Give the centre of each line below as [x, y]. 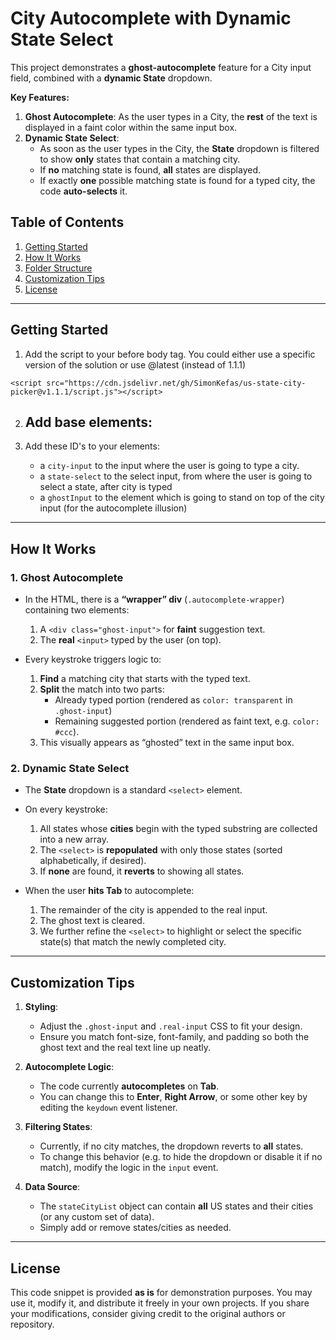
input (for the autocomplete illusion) [113, 508]
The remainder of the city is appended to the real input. [153, 910]
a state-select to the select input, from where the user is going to [176, 476]
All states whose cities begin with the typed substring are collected [178, 829]
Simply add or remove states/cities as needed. [135, 1228]
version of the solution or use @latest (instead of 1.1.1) [135, 364]
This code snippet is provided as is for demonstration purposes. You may [161, 1292]
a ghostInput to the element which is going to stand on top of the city [182, 498]
